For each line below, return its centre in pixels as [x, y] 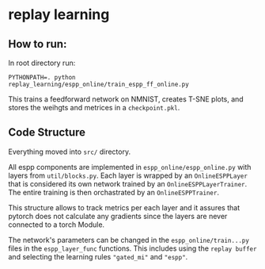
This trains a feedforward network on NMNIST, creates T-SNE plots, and [126, 99]
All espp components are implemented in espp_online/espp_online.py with [130, 167]
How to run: [38, 44]
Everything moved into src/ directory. [70, 152]
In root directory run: [42, 63]
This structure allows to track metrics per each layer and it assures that [124, 207]
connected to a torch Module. [57, 225]
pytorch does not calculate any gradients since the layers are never [118, 216]
